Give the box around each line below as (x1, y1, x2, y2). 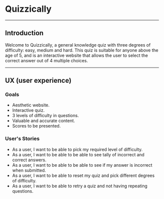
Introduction (5, 29, 44, 37)
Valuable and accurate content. (12, 118, 75, 124)
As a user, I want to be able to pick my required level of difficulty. (12, 146, 143, 152)
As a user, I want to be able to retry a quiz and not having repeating (12, 183, 148, 189)
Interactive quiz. (12, 107, 45, 113)
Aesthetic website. (12, 102, 50, 108)
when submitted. (12, 167, 46, 173)
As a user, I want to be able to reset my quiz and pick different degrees (12, 173, 155, 178)
